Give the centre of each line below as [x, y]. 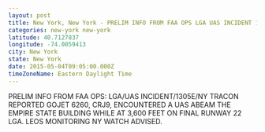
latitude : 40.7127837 [44, 37]
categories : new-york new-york [60, 30]
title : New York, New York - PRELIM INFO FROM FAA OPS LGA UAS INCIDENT [130, 23]
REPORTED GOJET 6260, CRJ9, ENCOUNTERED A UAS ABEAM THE [119, 104]
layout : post [30, 15]
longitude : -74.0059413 [47, 45]
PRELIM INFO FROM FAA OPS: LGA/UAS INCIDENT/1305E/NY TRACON [123, 96]
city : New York [33, 52]
